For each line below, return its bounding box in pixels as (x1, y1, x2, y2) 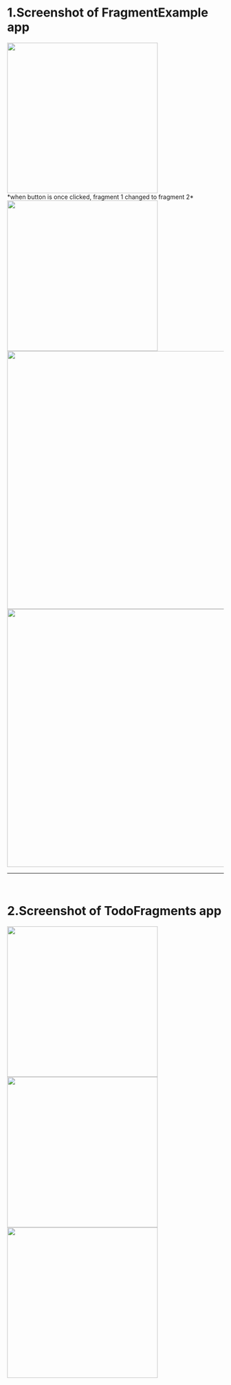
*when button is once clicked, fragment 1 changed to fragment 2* (7, 193, 194, 201)
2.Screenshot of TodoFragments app (7, 903, 222, 919)
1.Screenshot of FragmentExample (7, 5, 208, 21)
